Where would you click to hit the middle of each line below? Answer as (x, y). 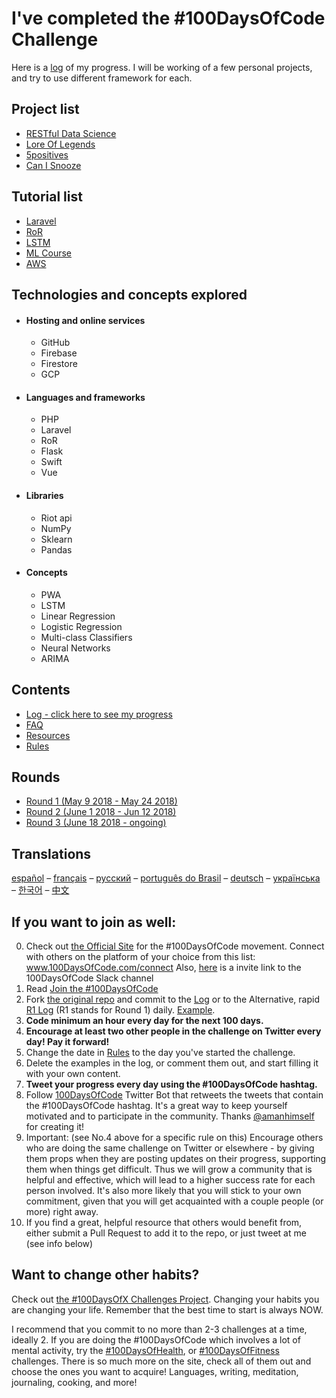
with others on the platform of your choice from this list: (140, 957)
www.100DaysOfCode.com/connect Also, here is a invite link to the (163, 968)
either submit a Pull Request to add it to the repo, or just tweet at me (166, 1233)
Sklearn (56, 539)
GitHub (55, 343)
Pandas (56, 549)
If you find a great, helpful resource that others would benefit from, (164, 1223)
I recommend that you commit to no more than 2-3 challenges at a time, (159, 1329)
